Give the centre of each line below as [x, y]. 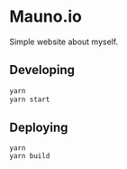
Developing [42, 70]
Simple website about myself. [64, 42]
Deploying [39, 127]
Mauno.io [46, 17]
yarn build [30, 156]
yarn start [30, 99]
